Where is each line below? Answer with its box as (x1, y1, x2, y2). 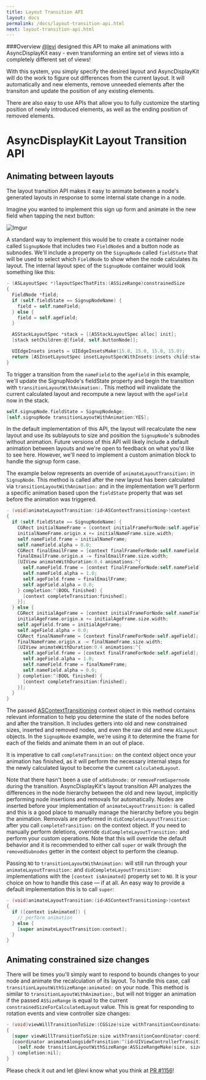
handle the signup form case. (6, 458, 81, 465)
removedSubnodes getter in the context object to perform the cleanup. (6, 848, 179, 855)
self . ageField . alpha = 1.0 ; (22, 656, 95, 662)
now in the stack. (6, 397, 50, 404)
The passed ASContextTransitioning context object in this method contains (6, 707, 196, 714)
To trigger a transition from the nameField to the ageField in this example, (6, 370, 191, 378)
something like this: (6, 268, 56, 276)
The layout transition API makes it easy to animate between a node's (6, 188, 179, 195)
